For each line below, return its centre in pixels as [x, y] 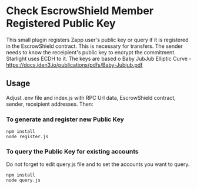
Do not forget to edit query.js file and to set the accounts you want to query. [98, 164]
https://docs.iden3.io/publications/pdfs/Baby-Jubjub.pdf [74, 65]
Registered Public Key [61, 23]
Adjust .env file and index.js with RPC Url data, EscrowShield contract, [91, 97]
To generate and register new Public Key [65, 119]
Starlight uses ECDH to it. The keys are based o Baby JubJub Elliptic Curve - [99, 58]
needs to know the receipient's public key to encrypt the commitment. [91, 52]
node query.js [24, 180]
